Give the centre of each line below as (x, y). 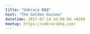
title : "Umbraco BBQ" (28, 10)
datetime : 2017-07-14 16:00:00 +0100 (45, 19)
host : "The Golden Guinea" (34, 14)
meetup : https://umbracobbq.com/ (41, 24)
